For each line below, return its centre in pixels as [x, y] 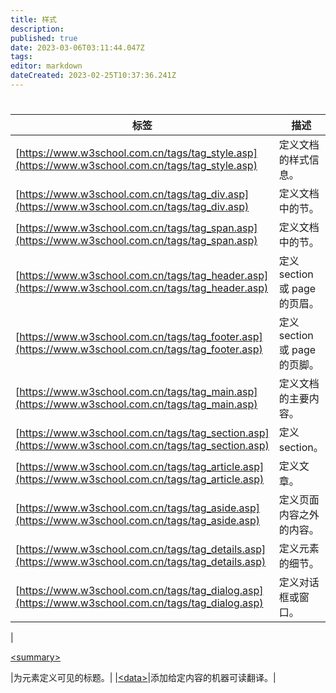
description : [37, 29]
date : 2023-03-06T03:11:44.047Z [77, 47]
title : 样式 [33, 19]
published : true [44, 38]
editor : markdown [46, 66]
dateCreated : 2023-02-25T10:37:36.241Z [93, 76]
